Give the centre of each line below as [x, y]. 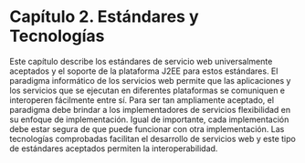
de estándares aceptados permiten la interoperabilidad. [114, 148]
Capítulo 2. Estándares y [104, 17]
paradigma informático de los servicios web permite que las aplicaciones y [150, 80]
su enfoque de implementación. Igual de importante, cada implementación [149, 119]
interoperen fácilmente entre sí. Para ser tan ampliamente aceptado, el [142, 100]
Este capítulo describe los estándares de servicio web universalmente [141, 61]
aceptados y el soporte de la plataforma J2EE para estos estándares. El [144, 71]
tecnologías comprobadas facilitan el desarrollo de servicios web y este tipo [153, 138]
